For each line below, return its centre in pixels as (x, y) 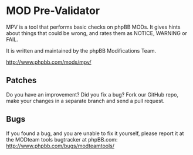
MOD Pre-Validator (53, 11)
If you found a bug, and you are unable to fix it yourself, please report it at (95, 133)
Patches (21, 80)
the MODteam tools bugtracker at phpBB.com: (62, 139)
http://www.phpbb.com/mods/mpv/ (49, 62)
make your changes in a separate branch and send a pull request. (85, 101)
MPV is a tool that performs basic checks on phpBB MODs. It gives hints (93, 27)
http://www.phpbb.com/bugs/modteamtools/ (60, 146)
